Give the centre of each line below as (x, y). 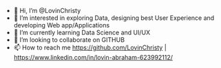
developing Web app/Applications (62, 25)
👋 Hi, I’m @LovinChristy (47, 11)
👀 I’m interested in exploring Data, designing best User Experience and (114, 18)
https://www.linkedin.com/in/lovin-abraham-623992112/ (93, 57)
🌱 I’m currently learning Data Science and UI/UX (82, 32)
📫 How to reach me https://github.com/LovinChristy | (90, 47)
